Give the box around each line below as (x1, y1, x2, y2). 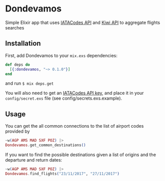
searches (5, 24, 24, 30)
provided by (5, 128, 30, 135)
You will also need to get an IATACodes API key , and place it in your (5, 90, 144, 96)
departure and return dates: (5, 157, 62, 163)
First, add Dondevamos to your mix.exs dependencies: (5, 52, 117, 58)
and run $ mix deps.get (5, 80, 54, 86)
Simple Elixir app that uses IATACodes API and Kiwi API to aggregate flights (5, 19, 160, 25)
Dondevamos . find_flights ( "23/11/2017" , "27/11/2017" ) (5, 171, 120, 176)
